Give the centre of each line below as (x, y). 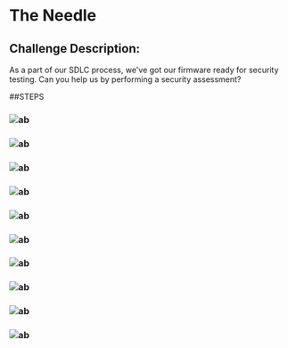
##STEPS (27, 96)
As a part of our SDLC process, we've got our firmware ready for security (144, 70)
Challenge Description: (75, 49)
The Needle (53, 16)
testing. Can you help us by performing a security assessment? (125, 79)
